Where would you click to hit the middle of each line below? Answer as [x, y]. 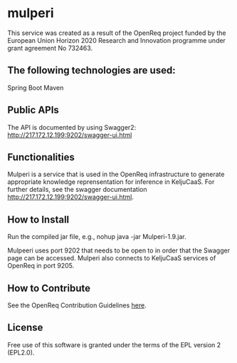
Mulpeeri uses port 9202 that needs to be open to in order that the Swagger [118, 250]
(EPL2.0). [21, 352]
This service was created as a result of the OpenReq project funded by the [117, 33]
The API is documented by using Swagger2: [72, 127]
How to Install [38, 219]
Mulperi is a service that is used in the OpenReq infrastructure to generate [116, 174]
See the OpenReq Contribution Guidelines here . [77, 305]
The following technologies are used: [91, 70]
